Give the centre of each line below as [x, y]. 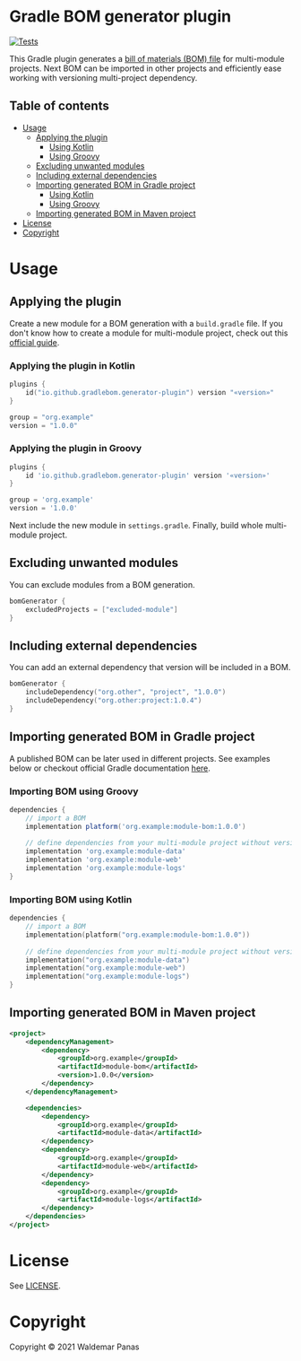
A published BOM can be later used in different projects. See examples [140, 758]
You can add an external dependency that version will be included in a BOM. [150, 667]
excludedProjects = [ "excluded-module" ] [102, 609]
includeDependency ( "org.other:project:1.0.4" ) [114, 701]
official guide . [34, 342]
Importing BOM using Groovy [74, 791]
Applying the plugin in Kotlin [73, 365]
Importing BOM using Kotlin [71, 899]
